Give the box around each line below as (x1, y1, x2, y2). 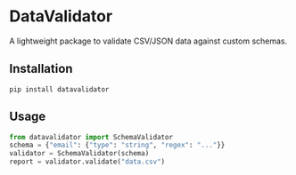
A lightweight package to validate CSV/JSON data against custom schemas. (9, 36, 288, 46)
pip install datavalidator (9, 84, 110, 94)
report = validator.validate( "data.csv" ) (9, 157, 166, 166)
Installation (9, 61, 73, 76)
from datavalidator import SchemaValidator (9, 132, 174, 141)
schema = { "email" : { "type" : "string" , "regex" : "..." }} (9, 140, 226, 150)
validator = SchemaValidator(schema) (9, 149, 150, 158)
